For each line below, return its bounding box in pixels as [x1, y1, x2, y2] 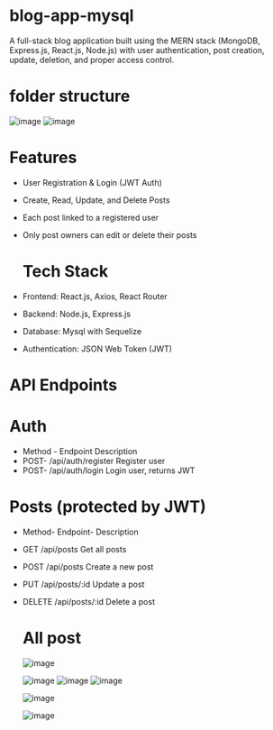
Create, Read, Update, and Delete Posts [22, 195, 170, 205]
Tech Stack [22, 261, 109, 281]
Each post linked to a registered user [22, 212, 159, 223]
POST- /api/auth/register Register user [22, 455, 166, 466]
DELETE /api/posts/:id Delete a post [22, 596, 156, 607]
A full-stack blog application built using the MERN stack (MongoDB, [9, 35, 260, 46]
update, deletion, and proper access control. [9, 54, 175, 65]
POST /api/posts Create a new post [22, 561, 154, 572]
